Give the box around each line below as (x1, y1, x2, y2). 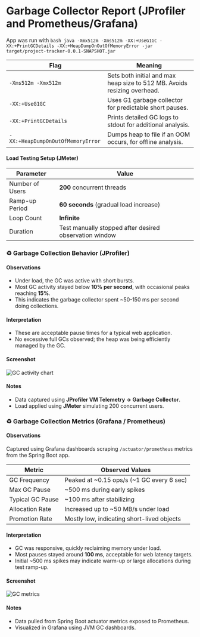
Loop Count (9, 214, 42, 222)
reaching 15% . (14, 290, 51, 297)
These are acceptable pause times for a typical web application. (14, 330, 173, 337)
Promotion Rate (9, 515, 52, 523)
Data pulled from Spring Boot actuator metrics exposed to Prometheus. (14, 617, 189, 624)
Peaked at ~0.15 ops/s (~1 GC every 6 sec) (64, 476, 187, 484)
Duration (9, 227, 34, 236)
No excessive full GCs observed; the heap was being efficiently (14, 336, 171, 343)
